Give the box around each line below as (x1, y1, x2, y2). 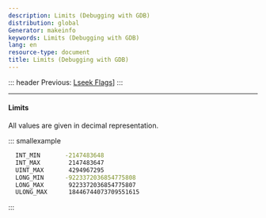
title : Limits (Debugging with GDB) (8, 56, 129, 64)
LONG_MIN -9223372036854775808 (15, 174, 136, 182)
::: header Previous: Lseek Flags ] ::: (8, 77, 123, 87)
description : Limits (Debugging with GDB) (8, 11, 150, 20)
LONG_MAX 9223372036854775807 (15, 181, 136, 189)
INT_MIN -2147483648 (15, 151, 104, 159)
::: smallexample (8, 136, 62, 146)
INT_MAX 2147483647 (15, 159, 104, 166)
